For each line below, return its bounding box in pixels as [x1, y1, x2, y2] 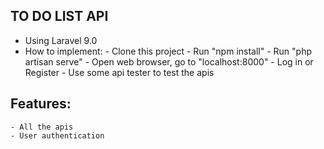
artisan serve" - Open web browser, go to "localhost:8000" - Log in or [24, 55, 314, 68]
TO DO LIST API [10, 8, 109, 25]
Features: [10, 95, 72, 113]
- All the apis [10, 122, 74, 132]
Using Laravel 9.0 [24, 34, 98, 46]
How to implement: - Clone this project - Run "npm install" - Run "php [24, 45, 313, 57]
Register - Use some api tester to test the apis [24, 66, 215, 78]
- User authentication [10, 130, 105, 141]
